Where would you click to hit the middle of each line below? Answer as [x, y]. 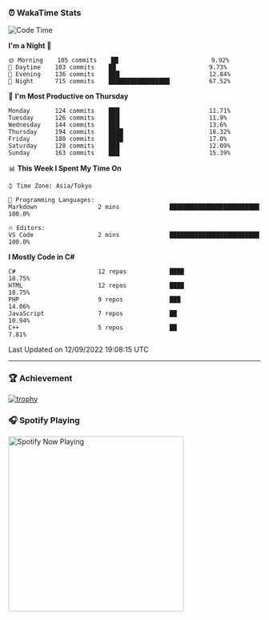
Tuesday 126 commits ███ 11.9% [118, 118]
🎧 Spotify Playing [44, 420]
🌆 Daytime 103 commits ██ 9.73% [118, 67]
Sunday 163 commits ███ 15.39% [119, 153]
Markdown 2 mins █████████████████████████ [134, 207]
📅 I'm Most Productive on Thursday [68, 96]
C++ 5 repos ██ [93, 328]
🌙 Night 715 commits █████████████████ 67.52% [119, 82]
